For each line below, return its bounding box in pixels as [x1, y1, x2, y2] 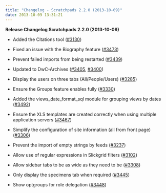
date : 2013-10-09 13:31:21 [5, 12, 63, 17]
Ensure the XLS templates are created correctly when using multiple [12, 111, 157, 117]
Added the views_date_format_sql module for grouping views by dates [12, 96, 161, 102]
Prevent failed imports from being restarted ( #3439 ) [12, 56, 123, 62]
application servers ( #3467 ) [12, 116, 72, 123]
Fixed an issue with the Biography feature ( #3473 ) [12, 46, 119, 52]
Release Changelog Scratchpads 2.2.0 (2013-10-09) [5, 26, 119, 32]
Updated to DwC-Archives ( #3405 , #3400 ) [12, 66, 104, 72]
